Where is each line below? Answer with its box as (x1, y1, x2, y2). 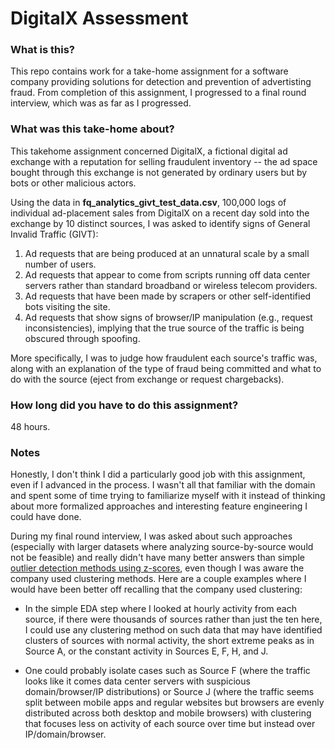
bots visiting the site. (24, 300, 111, 312)
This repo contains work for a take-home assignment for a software (10, 65, 289, 77)
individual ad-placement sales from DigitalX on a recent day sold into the (10, 207, 310, 219)
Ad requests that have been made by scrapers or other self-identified (24, 290, 312, 302)
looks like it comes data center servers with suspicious (24, 675, 251, 687)
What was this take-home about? (10, 122, 175, 136)
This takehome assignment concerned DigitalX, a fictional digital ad (10, 145, 288, 157)
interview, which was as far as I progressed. (10, 97, 192, 109)
